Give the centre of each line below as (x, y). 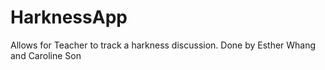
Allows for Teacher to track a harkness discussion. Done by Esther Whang (163, 45)
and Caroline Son (46, 55)
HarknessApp (69, 17)
